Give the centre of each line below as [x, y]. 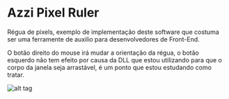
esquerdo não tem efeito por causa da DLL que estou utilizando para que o [115, 60]
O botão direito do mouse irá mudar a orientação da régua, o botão [103, 53]
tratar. [16, 75]
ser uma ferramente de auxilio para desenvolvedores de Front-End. [103, 39]
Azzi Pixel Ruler [53, 13]
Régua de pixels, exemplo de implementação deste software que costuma [113, 32]
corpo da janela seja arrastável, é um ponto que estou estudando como [110, 67]
